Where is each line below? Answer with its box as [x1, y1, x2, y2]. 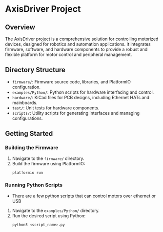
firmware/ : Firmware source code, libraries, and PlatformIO [12, 78, 131, 84]
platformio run [12, 170, 43, 175]
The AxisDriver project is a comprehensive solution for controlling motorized [5, 36, 159, 42]
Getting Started [5, 129, 53, 138]
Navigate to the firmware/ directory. [12, 155, 84, 161]
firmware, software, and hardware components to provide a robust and [5, 47, 148, 52]
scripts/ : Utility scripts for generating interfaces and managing [12, 110, 140, 116]
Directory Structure [5, 66, 66, 74]
